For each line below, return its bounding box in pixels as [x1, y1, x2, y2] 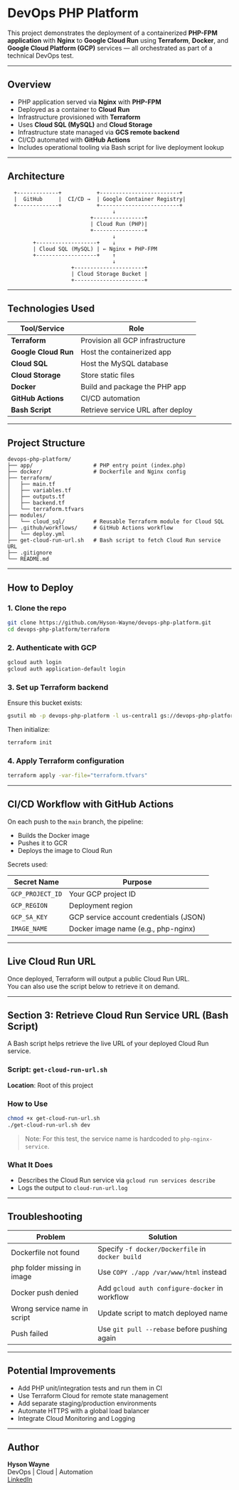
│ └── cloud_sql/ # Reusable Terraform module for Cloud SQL [7, 518, 224, 525]
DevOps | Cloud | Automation [7, 1468, 93, 1476]
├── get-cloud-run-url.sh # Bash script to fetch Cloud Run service [7, 537, 221, 544]
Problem [36, 1231, 65, 1241]
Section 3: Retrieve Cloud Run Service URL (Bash [7, 1009, 229, 1021]
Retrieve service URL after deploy [80, 405, 193, 415]
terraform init [7, 739, 53, 746]
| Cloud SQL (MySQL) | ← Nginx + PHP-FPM [33, 245, 158, 252]
